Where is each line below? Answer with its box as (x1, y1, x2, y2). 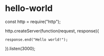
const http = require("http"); (5, 19, 61, 24)
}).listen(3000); (5, 45, 35, 51)
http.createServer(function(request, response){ (5, 28, 99, 34)
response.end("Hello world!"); (5, 37, 68, 42)
